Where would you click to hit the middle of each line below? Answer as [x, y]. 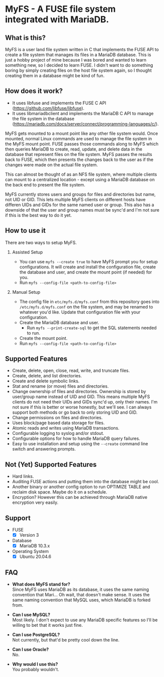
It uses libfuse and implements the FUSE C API [59, 103]
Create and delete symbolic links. [46, 381]
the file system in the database [43, 119]
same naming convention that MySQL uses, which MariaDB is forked [81, 600]
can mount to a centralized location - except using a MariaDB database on [80, 179]
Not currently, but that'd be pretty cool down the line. [66, 640]
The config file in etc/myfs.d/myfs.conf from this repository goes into [90, 302]
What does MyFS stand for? [41, 585]
